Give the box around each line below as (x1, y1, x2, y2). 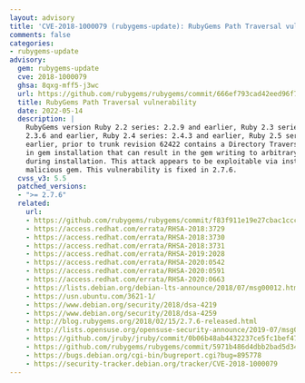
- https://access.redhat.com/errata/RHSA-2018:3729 (25, 224, 225, 233)
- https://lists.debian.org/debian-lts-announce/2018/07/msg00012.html (25, 283, 302, 292)
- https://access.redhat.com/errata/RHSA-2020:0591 (25, 267, 225, 276)
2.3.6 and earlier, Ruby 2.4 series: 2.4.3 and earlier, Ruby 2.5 (25, 132, 282, 141)
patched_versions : (17, 182, 88, 191)
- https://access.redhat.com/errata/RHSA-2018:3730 (25, 232, 225, 241)
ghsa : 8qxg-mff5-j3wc (17, 81, 100, 90)
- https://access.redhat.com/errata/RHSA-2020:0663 (25, 275, 225, 284)
